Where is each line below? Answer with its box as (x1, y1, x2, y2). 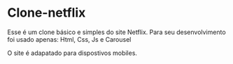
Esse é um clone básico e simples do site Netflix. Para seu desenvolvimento (7, 28, 226, 36)
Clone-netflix (7, 5, 86, 21)
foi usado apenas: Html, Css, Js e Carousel (7, 35, 132, 43)
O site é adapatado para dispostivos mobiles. (7, 49, 138, 57)
